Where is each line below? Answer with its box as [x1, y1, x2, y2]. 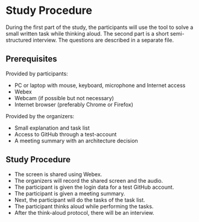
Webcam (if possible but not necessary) [14, 94, 114, 101]
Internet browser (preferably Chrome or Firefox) [14, 101, 133, 108]
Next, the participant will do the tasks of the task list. [14, 196, 145, 203]
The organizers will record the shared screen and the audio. [14, 177, 163, 184]
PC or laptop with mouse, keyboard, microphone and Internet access [14, 81, 186, 89]
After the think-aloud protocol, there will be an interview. [14, 209, 154, 216]
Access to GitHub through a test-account [14, 130, 117, 138]
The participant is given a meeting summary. [14, 189, 125, 197]
